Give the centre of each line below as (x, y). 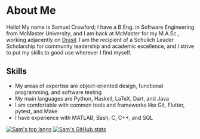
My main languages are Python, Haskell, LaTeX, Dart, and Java (92, 98)
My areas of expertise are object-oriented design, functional (89, 86)
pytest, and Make (36, 111)
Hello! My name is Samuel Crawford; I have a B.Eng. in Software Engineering (100, 27)
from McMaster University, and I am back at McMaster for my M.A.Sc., (93, 33)
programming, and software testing (58, 92)
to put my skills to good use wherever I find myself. (69, 52)
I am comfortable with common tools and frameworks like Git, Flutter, (100, 105)
